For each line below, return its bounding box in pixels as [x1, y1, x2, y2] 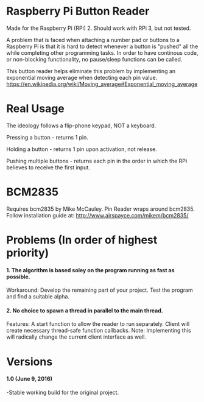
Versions [6, 354, 53, 368]
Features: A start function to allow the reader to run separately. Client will [6, 320, 190, 328]
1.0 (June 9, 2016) [6, 375, 53, 383]
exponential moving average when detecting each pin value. [6, 74, 158, 81]
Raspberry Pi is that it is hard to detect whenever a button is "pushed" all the [6, 43, 199, 50]
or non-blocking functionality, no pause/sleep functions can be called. [6, 55, 183, 63]
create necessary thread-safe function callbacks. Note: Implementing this [6, 327, 191, 334]
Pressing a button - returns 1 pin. [6, 133, 88, 141]
